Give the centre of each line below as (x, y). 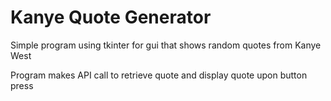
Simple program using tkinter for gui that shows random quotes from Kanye (166, 45)
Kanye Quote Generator (111, 17)
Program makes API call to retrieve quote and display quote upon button (159, 75)
